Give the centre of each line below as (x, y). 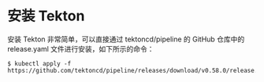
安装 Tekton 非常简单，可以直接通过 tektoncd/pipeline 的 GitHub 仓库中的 (126, 39)
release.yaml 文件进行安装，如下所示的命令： (81, 48)
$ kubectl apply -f (39, 63)
